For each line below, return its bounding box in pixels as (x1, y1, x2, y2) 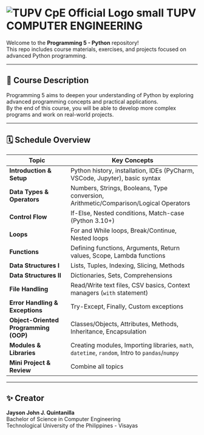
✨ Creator (6, 392, 44, 403)
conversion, (70, 191, 104, 200)
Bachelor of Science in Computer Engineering (6, 416, 121, 423)
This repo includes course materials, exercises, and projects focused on (6, 46, 186, 53)
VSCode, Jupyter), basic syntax (70, 174, 161, 182)
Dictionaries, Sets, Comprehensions (70, 271, 173, 279)
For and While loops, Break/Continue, (70, 226, 177, 235)
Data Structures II (9, 271, 62, 279)
